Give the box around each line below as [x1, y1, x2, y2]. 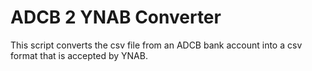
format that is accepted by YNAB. [10, 49, 148, 61]
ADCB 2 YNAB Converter [10, 6, 222, 29]
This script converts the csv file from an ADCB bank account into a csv [10, 39, 303, 51]
